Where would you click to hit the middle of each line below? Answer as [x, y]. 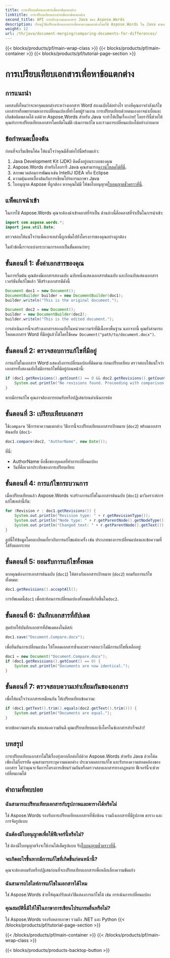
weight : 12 [17, 29]
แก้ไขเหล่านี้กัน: [18, 501]
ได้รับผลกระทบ [18, 545]
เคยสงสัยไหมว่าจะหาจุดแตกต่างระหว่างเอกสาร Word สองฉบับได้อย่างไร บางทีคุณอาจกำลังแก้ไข [83, 105]
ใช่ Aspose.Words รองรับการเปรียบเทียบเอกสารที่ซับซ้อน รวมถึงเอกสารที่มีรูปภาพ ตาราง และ [84, 815]
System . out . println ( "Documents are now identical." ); [72, 666]
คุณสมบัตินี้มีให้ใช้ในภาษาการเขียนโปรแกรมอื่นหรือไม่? [58, 908]
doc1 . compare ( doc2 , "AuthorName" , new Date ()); [56, 441]
